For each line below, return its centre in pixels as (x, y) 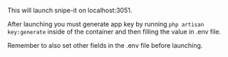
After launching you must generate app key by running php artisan (106, 24)
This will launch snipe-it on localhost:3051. (70, 10)
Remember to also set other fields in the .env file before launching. (105, 45)
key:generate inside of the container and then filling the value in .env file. (114, 32)
